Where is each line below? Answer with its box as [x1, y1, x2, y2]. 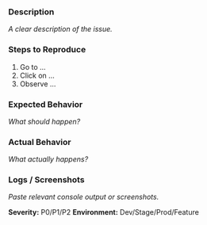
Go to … [19, 62, 46, 71]
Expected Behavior [8, 98, 83, 109]
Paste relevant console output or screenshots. [8, 193, 159, 202]
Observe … [19, 78, 56, 89]
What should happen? [8, 116, 81, 126]
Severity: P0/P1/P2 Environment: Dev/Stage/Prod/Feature [8, 208, 200, 217]
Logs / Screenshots [8, 174, 85, 185]
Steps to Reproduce [8, 44, 86, 55]
